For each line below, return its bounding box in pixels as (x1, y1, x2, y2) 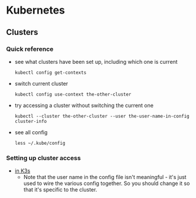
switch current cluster (14, 80, 68, 87)
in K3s (14, 167, 31, 174)
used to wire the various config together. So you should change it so (23, 180, 190, 187)
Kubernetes (6, 4, 66, 17)
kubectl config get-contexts (14, 69, 87, 76)
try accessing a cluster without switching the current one (14, 102, 153, 109)
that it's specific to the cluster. (23, 186, 97, 193)
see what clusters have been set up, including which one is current (14, 58, 178, 65)
